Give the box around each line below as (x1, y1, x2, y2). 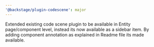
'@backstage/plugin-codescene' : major (5, 7, 86, 12)
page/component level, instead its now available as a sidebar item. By (5, 26, 149, 32)
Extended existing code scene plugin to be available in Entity (5, 21, 131, 27)
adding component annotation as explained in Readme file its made (5, 31, 144, 37)
